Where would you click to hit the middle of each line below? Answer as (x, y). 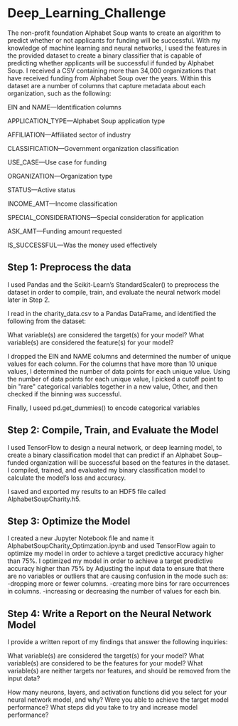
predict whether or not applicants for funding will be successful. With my (114, 40)
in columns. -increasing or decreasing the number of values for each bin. (114, 591)
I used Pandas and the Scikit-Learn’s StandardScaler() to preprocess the (113, 284)
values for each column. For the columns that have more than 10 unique (112, 364)
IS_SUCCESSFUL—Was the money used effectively (82, 245)
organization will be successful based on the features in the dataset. (130, 462)
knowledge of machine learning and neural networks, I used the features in (117, 48)
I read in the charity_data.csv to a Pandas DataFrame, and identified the (112, 313)
